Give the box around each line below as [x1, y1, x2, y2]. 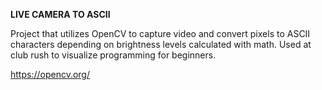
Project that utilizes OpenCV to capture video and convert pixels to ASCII [10, 28, 311, 39]
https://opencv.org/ [10, 69, 90, 80]
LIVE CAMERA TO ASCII [10, 9, 111, 20]
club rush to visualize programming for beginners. [10, 49, 217, 61]
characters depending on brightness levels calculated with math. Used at [10, 39, 312, 50]
